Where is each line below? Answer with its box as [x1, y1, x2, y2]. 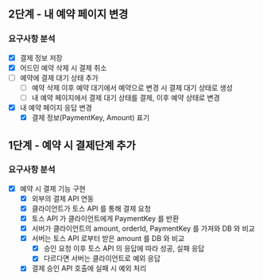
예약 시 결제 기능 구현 [19, 184, 86, 193]
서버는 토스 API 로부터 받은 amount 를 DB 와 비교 [31, 234, 185, 243]
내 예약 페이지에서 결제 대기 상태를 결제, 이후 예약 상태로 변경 [31, 92, 220, 102]
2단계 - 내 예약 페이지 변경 [8, 7, 129, 21]
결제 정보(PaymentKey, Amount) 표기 [31, 113, 150, 122]
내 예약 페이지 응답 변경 [19, 103, 93, 112]
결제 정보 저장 [19, 52, 63, 62]
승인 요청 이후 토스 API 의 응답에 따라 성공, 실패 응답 [43, 243, 205, 253]
